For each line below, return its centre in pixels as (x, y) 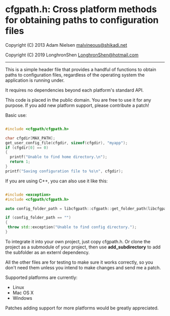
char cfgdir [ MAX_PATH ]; (30, 138)
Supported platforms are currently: (41, 277)
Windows (22, 298)
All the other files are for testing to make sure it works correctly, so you (79, 262)
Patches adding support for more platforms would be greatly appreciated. (82, 308)
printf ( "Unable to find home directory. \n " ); (59, 157)
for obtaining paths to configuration (82, 20)
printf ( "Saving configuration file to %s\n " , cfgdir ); (64, 171)
